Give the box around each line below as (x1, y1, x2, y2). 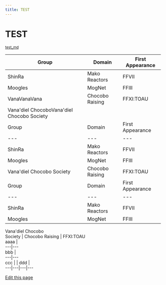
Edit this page (5, 274, 33, 280)
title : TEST (5, 7, 30, 12)
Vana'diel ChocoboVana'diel (7, 107, 73, 113)
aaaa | (5, 239, 18, 245)
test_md (5, 45, 19, 50)
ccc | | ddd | (5, 259, 30, 265)
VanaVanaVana (7, 95, 42, 102)
